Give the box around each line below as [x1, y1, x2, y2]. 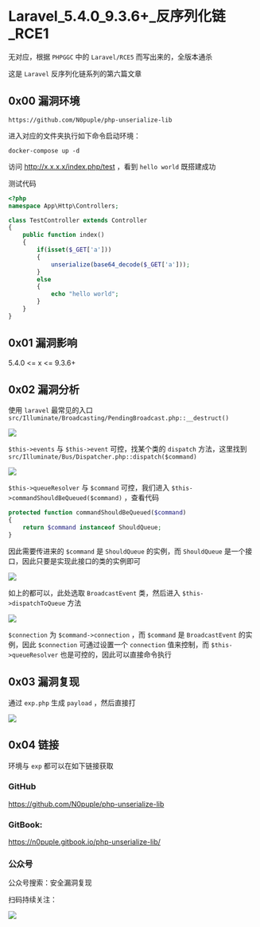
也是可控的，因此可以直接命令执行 [60, 650, 173, 659]
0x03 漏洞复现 [8, 675, 80, 688]
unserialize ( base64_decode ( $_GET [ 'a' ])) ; [50, 260, 191, 269]
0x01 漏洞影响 [8, 336, 78, 350]
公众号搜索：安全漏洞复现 [8, 878, 92, 887]
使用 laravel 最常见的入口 [8, 405, 93, 415]
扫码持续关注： [8, 895, 57, 905]
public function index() [22, 231, 105, 239]
